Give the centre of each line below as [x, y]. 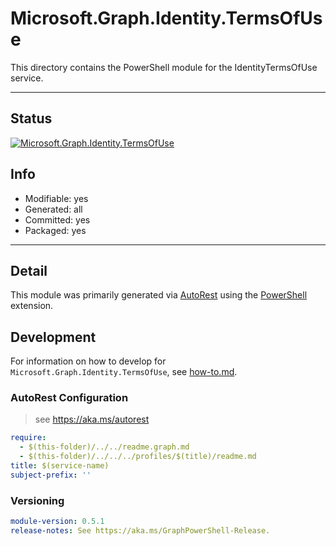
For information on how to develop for [88, 361]
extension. [32, 306]
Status [31, 118]
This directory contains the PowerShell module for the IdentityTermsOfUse [164, 67]
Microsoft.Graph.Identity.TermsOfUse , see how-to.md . [124, 372]
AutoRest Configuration [69, 398]
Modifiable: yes [56, 198]
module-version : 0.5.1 [57, 522]
